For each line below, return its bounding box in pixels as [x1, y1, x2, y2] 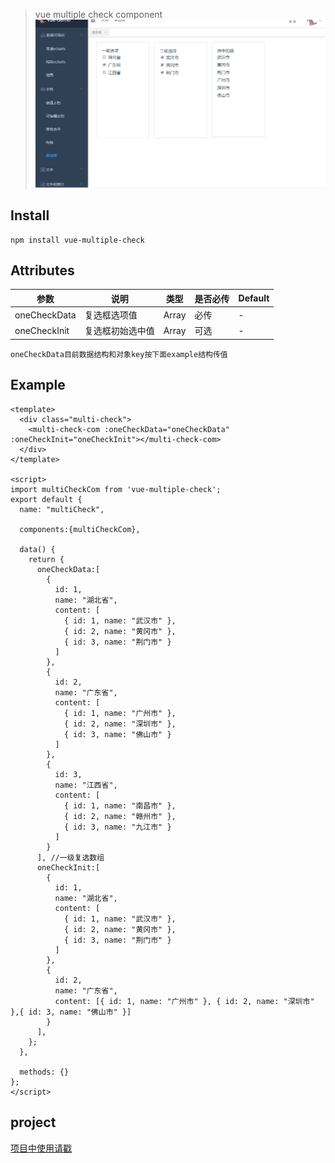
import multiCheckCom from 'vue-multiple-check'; [10, 484, 222, 494]
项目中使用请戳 [10, 1142, 72, 1154]
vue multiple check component [34, 9, 163, 20]
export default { [10, 494, 83, 504]
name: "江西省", [54, 780, 118, 790]
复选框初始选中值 [84, 325, 155, 337]
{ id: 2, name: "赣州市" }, [63, 811, 177, 821]
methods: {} [19, 1067, 70, 1077]
